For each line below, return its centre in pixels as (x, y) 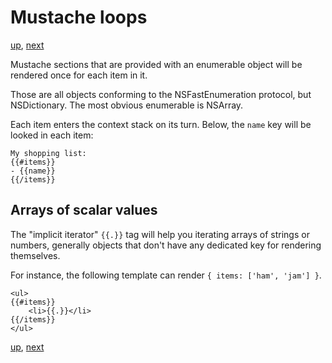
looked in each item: (52, 135)
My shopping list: (48, 153)
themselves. (35, 255)
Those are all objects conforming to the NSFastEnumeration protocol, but (161, 94)
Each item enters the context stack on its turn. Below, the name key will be (161, 124)
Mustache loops (79, 17)
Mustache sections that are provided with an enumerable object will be (156, 64)
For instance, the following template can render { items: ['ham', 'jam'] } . (166, 275)
